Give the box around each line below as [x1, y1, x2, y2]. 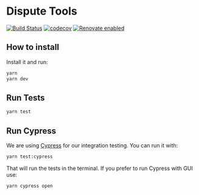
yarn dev [6, 76, 29, 82]
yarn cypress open [6, 183, 53, 189]
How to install [6, 42, 60, 52]
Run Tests [6, 93, 45, 103]
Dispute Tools [6, 4, 77, 18]
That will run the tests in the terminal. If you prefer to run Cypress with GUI [6, 165, 193, 172]
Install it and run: [6, 58, 49, 65]
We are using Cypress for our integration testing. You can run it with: [6, 142, 178, 149]
